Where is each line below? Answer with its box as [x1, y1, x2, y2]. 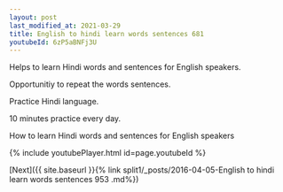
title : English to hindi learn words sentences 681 [9, 29, 204, 38]
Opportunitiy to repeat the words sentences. [9, 79, 171, 89]
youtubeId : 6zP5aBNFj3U [9, 37, 98, 47]
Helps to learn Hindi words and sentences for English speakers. [9, 62, 241, 73]
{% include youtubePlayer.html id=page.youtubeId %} [9, 148, 207, 158]
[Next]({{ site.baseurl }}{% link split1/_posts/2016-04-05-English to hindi [9, 165, 275, 175]
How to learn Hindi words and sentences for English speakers [9, 130, 235, 142]
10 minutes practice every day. [9, 113, 122, 124]
